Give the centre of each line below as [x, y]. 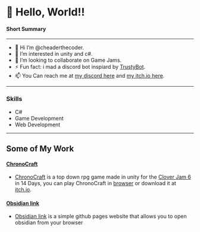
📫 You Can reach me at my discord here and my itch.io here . [90, 76]
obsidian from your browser [49, 223]
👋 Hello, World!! [46, 12]
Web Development [37, 125]
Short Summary [26, 28]
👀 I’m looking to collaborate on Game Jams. [68, 60]
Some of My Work [40, 149]
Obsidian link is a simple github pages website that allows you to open [101, 217]
